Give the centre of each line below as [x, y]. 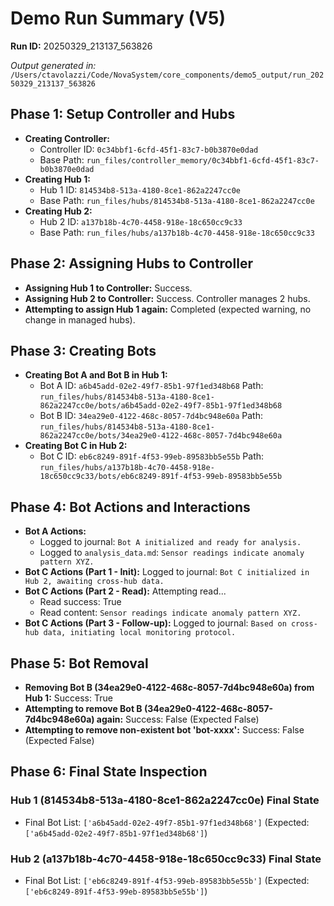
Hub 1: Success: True [68, 698]
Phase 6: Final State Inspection [109, 772]
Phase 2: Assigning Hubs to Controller [131, 263]
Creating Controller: [67, 138]
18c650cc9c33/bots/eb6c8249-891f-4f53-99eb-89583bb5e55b [161, 477]
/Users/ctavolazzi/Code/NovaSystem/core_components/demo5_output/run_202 [167, 75]
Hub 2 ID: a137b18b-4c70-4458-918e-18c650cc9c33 [141, 221]
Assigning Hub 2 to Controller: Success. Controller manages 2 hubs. [167, 298]
